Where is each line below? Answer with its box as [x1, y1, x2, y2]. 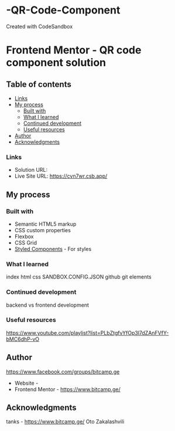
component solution [6, 56, 107, 69]
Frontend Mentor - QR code [6, 43, 142, 57]
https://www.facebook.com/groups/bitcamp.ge [6, 368, 120, 375]
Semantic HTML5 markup [14, 220, 77, 228]
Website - [14, 379, 39, 386]
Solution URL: [14, 167, 48, 174]
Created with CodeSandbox [6, 23, 73, 30]
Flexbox [14, 233, 34, 240]
